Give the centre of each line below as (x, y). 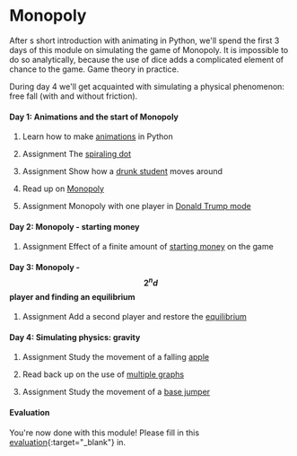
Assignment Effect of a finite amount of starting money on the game (148, 247)
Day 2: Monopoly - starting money (74, 226)
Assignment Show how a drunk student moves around (122, 171)
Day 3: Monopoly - (45, 267)
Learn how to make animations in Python (97, 136)
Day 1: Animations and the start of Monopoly (94, 117)
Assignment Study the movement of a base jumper (116, 392)
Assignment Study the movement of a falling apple (115, 357)
